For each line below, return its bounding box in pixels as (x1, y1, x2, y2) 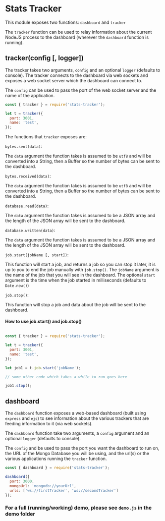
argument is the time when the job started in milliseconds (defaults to (5, 277, 147, 283)
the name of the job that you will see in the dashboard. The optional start (5, 272, 156, 278)
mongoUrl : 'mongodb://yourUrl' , (9, 483, 77, 488)
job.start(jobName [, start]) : (5, 252, 69, 258)
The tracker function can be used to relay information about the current (5, 29, 152, 35)
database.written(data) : (5, 228, 55, 233)
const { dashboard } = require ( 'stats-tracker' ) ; (5, 465, 110, 470)
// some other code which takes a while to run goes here (5, 374, 127, 379)
